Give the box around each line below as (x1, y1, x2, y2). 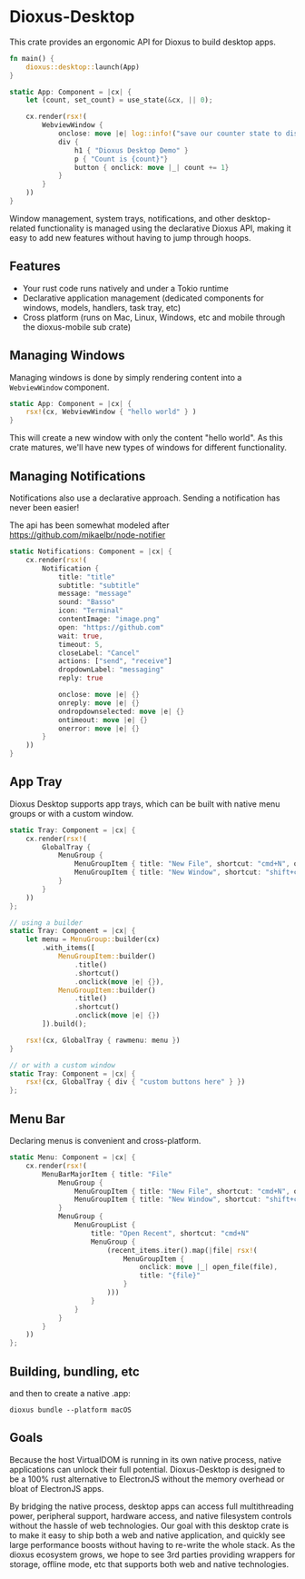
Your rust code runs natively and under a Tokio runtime (22, 283, 229, 293)
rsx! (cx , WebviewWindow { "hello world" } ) (25, 407, 197, 417)
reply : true (57, 674, 103, 683)
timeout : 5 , (57, 640, 103, 649)
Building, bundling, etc (9, 1364, 141, 1379)
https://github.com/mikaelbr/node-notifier (9, 530, 166, 540)
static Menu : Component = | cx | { (9, 1153, 136, 1162)
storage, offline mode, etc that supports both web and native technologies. (9, 1558, 290, 1569)
